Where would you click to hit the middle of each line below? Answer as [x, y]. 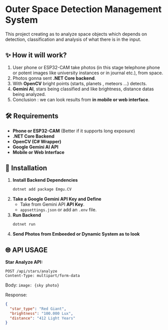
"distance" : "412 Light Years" [43, 318]
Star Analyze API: [24, 262]
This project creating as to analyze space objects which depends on [76, 34]
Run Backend [27, 215]
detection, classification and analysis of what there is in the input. [73, 39]
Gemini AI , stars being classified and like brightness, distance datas [83, 89]
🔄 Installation [26, 168]
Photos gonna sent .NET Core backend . [54, 78]
